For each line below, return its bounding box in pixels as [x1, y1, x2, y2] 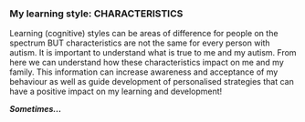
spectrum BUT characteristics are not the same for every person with [9, 37, 271, 48]
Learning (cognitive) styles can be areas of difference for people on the [9, 28, 279, 39]
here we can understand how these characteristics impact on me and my [9, 57, 285, 68]
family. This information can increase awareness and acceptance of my [9, 66, 279, 77]
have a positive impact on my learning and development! [9, 86, 223, 97]
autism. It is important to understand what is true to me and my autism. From [9, 47, 297, 58]
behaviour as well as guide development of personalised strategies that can [9, 76, 294, 87]
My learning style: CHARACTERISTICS [9, 7, 184, 20]
